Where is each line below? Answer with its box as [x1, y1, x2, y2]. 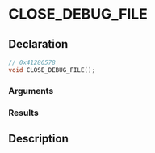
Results [8, 107, 39, 118]
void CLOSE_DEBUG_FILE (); [8, 66, 95, 74]
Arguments [8, 85, 54, 96]
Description [8, 131, 69, 146]
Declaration [8, 37, 69, 51]
